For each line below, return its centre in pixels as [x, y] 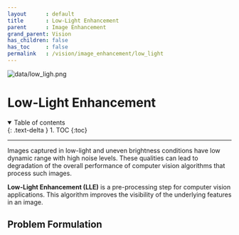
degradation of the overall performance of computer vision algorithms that [116, 165]
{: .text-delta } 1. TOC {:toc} [47, 130]
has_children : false [38, 41]
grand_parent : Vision [39, 34]
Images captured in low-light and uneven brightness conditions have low [114, 150]
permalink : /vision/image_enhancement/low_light [85, 54]
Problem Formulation [55, 225]
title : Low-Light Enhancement [63, 21]
